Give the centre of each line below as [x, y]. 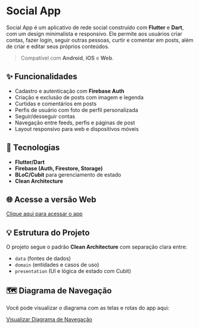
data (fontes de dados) [43, 258]
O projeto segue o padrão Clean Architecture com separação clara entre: [97, 247]
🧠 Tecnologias [33, 148]
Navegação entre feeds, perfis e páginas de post [75, 123]
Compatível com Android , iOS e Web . [67, 58]
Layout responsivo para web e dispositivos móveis [77, 129]
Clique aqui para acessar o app [44, 214]
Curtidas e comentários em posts [56, 104]
